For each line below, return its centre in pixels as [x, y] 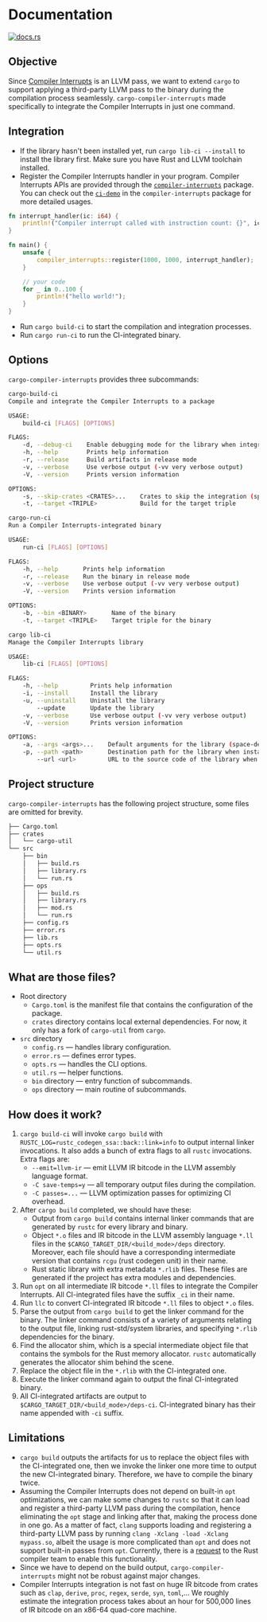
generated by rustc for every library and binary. [110, 1227]
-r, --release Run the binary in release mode [106, 576]
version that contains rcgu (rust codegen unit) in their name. [130, 1261]
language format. [60, 1176]
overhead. [48, 1201]
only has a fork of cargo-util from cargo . [99, 1030]
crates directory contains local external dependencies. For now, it [139, 1022]
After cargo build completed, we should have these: [106, 1210]
